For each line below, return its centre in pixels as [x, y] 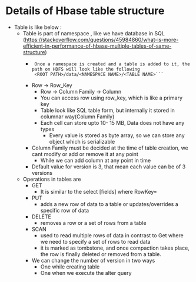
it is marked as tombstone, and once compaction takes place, [115, 248]
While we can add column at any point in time [96, 160]
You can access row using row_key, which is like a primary [112, 98]
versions [42, 172]
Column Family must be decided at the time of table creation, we [110, 148]
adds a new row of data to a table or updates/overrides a [109, 204]
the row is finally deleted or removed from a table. [101, 254]
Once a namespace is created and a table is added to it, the [112, 64]
